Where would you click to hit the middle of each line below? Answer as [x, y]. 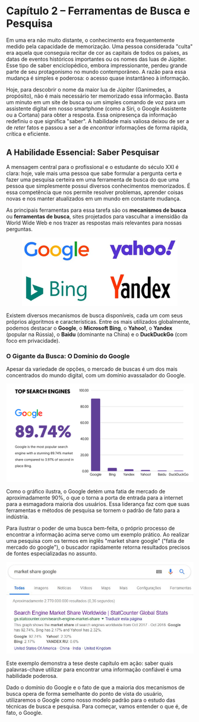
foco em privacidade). [33, 340]
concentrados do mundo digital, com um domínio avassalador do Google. [96, 376]
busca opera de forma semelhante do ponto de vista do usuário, [85, 694]
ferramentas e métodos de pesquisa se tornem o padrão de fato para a [93, 511]
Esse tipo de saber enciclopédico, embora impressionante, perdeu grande [97, 65]
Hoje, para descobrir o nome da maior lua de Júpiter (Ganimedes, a [89, 89]
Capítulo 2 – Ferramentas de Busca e [98, 11]
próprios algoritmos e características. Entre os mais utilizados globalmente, [98, 321]
